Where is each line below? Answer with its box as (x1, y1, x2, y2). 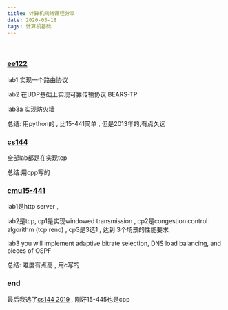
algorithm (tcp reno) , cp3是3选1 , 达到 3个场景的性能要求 (7, 225, 169, 234)
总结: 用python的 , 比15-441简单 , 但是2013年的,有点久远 (7, 119, 166, 127)
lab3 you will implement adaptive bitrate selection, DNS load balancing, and (7, 239, 222, 248)
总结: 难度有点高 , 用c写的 (7, 261, 80, 269)
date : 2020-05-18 (7, 17, 57, 23)
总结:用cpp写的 (7, 168, 50, 176)
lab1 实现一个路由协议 (7, 75, 68, 83)
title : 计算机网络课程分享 (7, 10, 76, 17)
